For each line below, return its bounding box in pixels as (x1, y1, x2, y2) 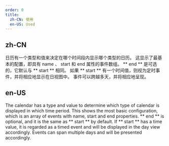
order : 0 (5, 7, 24, 13)
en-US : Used (10, 21, 36, 27)
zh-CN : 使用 (10, 17, 34, 22)
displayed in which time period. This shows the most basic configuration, (5, 107, 158, 113)
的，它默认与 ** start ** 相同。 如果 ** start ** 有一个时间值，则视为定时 (5, 67, 156, 74)
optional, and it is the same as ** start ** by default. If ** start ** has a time (5, 118, 162, 125)
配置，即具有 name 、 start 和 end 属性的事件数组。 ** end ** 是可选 (14, 61, 157, 67)
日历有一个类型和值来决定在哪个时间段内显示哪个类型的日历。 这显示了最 (5, 54, 158, 61)
